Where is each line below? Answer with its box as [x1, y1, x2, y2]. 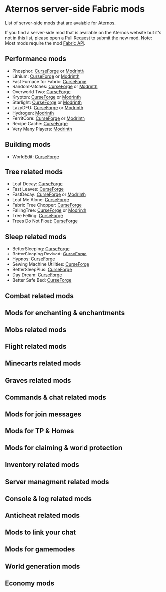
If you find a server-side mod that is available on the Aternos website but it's [5, 29, 162, 35]
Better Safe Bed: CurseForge [12, 277, 72, 283]
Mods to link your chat [5, 528, 76, 537]
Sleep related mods [5, 232, 67, 241]
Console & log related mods [5, 495, 92, 503]
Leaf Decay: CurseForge [12, 181, 63, 187]
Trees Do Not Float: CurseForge [12, 218, 78, 224]
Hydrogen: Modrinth [12, 110, 54, 116]
